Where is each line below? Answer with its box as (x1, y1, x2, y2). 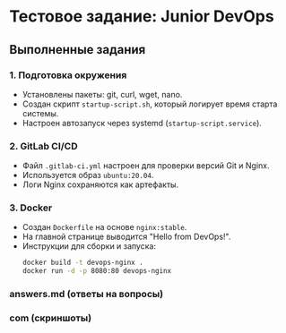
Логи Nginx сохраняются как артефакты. (22, 179, 179, 190)
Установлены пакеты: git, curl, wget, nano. (22, 89, 183, 99)
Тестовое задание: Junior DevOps (9, 6, 275, 27)
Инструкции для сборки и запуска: (22, 241, 157, 252)
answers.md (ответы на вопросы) (9, 288, 164, 301)
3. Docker (9, 201, 53, 214)
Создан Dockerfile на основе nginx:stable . (22, 222, 187, 233)
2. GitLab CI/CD (9, 140, 78, 152)
